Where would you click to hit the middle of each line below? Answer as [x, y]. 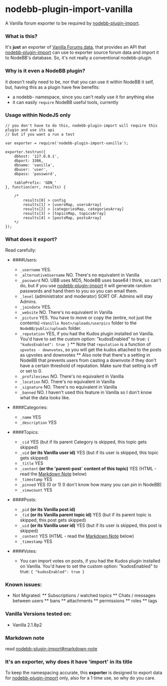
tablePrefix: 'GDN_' [35, 183]
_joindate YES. [35, 307]
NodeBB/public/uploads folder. [50, 328]
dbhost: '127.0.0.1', [36, 156]
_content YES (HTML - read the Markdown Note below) [77, 536]
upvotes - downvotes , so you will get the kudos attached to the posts [90, 350]
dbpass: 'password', [35, 174]
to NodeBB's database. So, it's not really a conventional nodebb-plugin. [79, 58]
